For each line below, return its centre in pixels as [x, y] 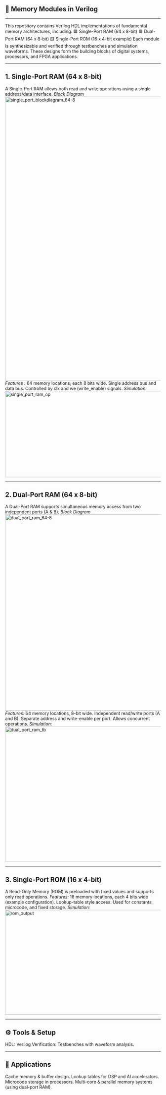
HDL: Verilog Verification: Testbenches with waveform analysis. [70, 1044]
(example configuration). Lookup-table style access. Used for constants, [79, 902]
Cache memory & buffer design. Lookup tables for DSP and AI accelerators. [82, 1076]
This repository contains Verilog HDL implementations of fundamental [76, 26]
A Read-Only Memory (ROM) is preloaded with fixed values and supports [80, 892]
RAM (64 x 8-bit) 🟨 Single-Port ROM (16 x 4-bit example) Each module [87, 39]
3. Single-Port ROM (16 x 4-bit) [54, 880]
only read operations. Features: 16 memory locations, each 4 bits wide [77, 897]
